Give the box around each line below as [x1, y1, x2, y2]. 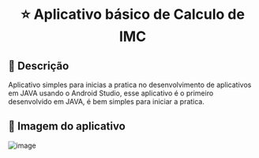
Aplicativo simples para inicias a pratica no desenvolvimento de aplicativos [8, 80, 252, 89]
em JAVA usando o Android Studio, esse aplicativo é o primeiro [8, 88, 214, 98]
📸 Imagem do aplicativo [8, 119, 126, 134]
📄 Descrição [8, 59, 69, 73]
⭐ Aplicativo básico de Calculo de [21, 6, 245, 24]
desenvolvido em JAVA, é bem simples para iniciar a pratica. [8, 97, 205, 106]
